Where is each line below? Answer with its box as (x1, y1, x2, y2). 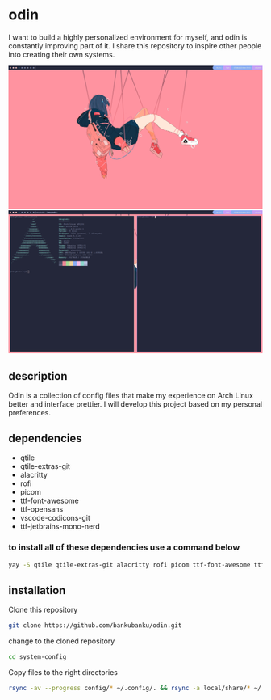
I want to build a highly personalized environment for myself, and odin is (8, 32, 248, 42)
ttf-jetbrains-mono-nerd (19, 521, 100, 531)
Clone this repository (8, 605, 78, 615)
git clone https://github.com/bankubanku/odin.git (8, 622, 182, 630)
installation (8, 584, 66, 597)
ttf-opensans (19, 504, 64, 514)
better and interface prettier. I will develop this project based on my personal (8, 399, 263, 409)
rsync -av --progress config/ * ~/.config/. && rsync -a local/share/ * (8, 684, 251, 692)
